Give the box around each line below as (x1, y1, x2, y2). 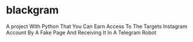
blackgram (6, 3, 59, 17)
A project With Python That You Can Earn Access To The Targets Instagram (6, 23, 188, 30)
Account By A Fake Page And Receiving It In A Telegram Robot (6, 29, 156, 36)
